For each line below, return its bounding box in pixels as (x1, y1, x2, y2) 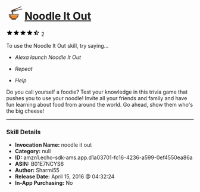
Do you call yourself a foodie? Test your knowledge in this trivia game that (6, 88, 188, 95)
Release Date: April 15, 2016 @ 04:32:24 (14, 173, 115, 180)
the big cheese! (6, 107, 45, 114)
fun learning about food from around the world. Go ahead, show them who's (6, 101, 193, 108)
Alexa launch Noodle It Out (14, 54, 82, 61)
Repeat (14, 65, 33, 72)
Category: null (14, 148, 51, 155)
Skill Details (6, 128, 41, 136)
